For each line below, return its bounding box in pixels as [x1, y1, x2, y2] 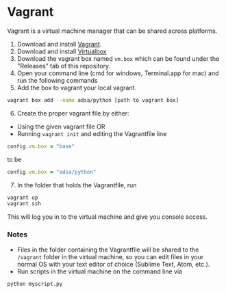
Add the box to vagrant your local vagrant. [16, 83, 137, 92]
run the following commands [16, 76, 98, 84]
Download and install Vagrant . [16, 40, 102, 48]
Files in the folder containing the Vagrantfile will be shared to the [16, 245, 199, 254]
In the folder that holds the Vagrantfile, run [16, 181, 137, 189]
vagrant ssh [7, 200, 41, 207]
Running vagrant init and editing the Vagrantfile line [16, 129, 167, 137]
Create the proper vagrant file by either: [16, 109, 129, 117]
